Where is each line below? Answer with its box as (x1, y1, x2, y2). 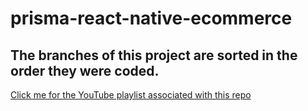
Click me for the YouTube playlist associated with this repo (10, 89, 252, 101)
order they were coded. (10, 62, 160, 79)
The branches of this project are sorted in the (10, 47, 298, 64)
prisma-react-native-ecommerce (10, 7, 293, 30)
